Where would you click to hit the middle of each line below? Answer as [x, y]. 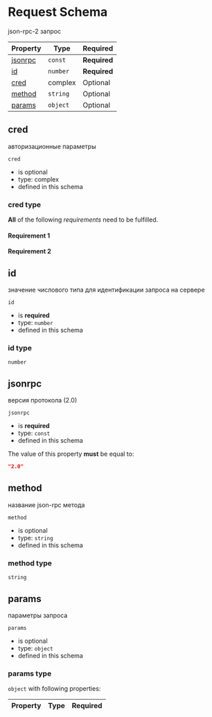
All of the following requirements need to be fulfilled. [83, 220]
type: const [34, 433]
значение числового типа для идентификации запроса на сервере [106, 290]
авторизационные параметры [52, 146]
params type [30, 673]
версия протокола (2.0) [43, 400]
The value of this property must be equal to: [71, 454]
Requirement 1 [29, 236]
